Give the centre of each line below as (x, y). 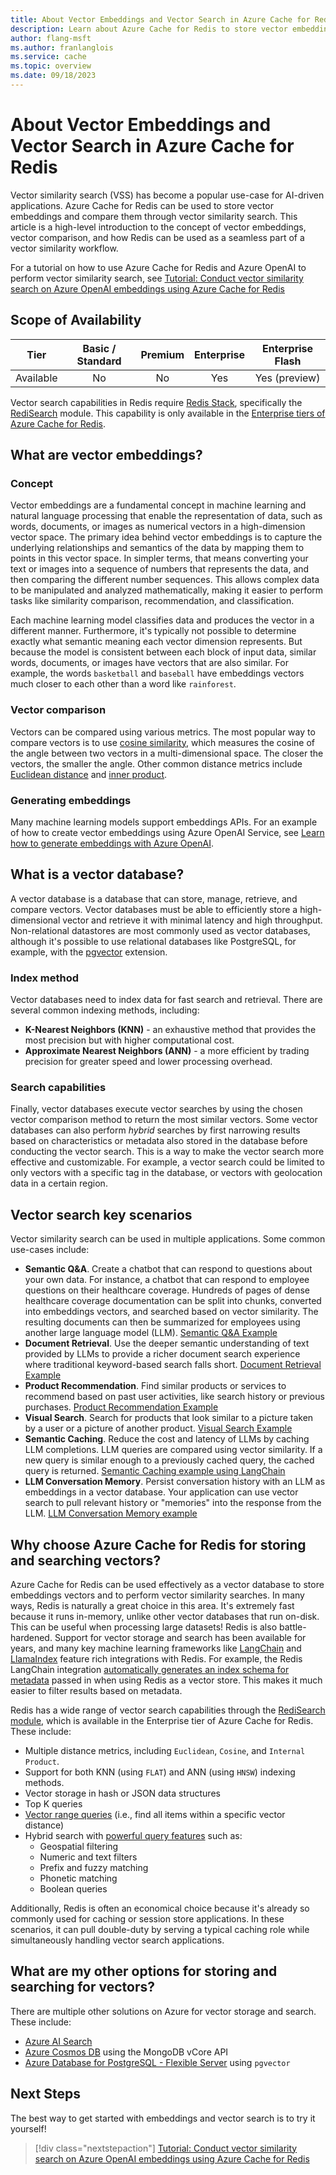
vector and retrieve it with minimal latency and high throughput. (192, 920)
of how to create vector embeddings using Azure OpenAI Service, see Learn (167, 832)
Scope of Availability (76, 320)
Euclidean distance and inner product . (89, 774)
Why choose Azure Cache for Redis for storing (158, 1544)
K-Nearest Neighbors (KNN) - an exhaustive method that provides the (170, 1030)
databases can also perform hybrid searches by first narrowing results (155, 1130)
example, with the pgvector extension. (89, 952)
